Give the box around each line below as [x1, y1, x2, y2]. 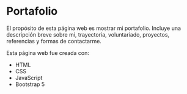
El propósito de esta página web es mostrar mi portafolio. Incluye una [6, 24, 182, 32]
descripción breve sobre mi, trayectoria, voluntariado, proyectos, [6, 31, 170, 38]
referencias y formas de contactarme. [6, 37, 102, 45]
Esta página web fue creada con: [6, 49, 90, 56]
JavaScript [15, 74, 43, 81]
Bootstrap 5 [15, 81, 45, 88]
